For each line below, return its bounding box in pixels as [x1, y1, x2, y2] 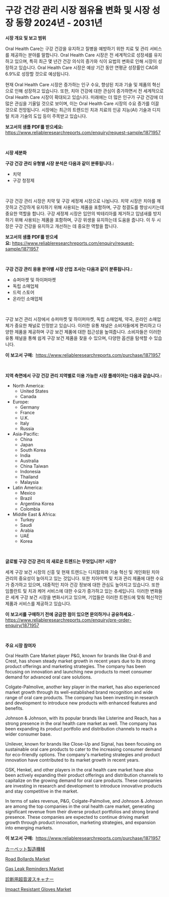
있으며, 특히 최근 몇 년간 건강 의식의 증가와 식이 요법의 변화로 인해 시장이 [14, 58, 157, 64]
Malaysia [20, 479, 39, 485]
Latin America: [12, 484, 43, 490]
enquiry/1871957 [5, 622, 39, 628]
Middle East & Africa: [12, 511, 57, 517]
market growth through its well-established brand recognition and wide [5, 689, 153, 695]
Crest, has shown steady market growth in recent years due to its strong [5, 658, 155, 664]
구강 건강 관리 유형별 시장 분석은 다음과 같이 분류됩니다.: [5, 160, 115, 166]
